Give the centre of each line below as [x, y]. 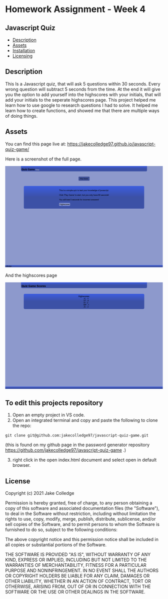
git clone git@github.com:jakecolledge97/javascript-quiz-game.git [77, 436]
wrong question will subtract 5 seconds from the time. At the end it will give [83, 89]
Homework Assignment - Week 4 [75, 9]
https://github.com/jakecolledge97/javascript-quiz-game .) [66, 450]
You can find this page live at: [36, 144]
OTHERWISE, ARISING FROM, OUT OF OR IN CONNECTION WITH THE [78, 586]
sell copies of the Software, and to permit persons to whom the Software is [82, 525]
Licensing [22, 56]
